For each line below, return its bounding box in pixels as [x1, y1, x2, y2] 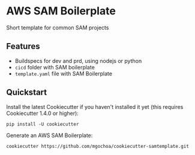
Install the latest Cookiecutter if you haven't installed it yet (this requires [6, 103, 184, 110]
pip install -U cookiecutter [6, 121, 79, 127]
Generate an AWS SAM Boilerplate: [6, 132, 93, 139]
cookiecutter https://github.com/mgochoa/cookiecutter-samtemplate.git [6, 143, 189, 149]
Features [6, 41, 40, 51]
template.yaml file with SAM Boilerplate [14, 70, 113, 77]
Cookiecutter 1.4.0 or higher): [6, 110, 79, 117]
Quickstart [6, 87, 47, 98]
